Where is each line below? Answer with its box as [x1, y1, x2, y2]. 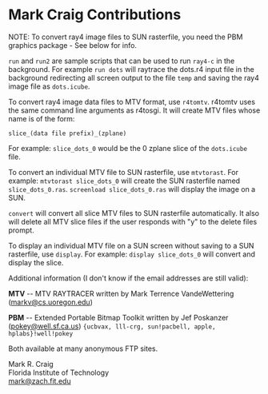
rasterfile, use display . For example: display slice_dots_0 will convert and [8, 249, 256, 259]
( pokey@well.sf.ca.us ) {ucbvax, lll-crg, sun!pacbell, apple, [8, 321, 216, 331]
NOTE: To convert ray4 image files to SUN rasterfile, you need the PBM [8, 32, 243, 42]
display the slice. [8, 257, 64, 267]
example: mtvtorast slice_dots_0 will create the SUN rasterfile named [8, 176, 241, 185]
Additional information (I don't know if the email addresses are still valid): [8, 273, 249, 283]
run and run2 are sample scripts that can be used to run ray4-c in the [8, 56, 235, 66]
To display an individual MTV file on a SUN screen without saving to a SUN [8, 241, 254, 250]
